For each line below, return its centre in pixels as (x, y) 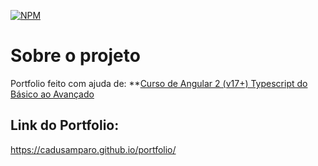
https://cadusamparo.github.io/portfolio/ (93, 149)
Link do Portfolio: (65, 125)
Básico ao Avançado (52, 94)
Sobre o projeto (75, 56)
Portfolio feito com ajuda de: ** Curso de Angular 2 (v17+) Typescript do (159, 83)
